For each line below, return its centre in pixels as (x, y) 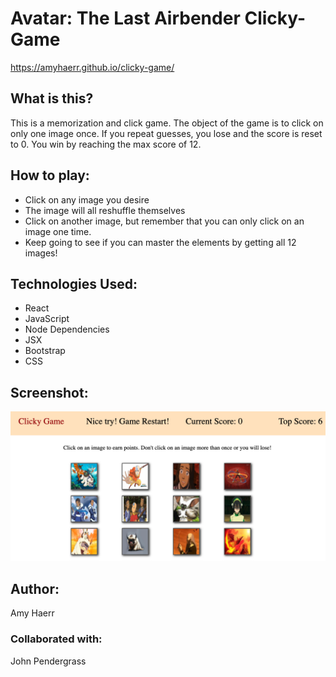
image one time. (58, 231)
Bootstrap (45, 351)
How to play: (50, 175)
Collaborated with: (56, 639)
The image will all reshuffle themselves (105, 210)
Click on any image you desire (87, 199)
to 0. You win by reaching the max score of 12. (106, 144)
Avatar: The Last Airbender (125, 18)
